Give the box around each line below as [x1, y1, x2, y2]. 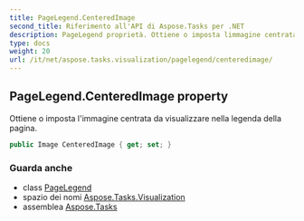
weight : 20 [9, 47, 51, 56]
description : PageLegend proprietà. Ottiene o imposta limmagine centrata [9, 30, 298, 39]
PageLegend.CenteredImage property [9, 89, 229, 104]
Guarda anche [9, 161, 73, 174]
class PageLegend [22, 182, 92, 193]
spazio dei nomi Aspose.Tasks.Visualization [22, 191, 185, 202]
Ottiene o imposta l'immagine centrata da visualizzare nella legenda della [9, 112, 282, 123]
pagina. [9, 122, 38, 133]
